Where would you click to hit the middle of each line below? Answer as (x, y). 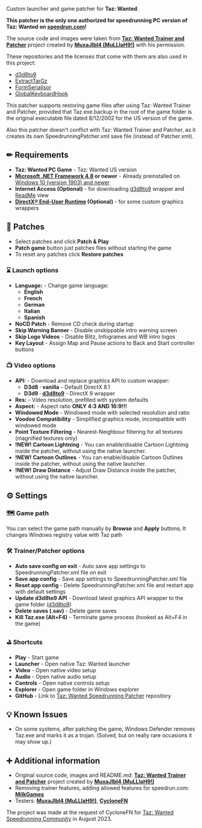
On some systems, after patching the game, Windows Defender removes (105, 729)
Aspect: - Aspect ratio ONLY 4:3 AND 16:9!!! (71, 406)
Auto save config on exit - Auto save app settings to (80, 566)
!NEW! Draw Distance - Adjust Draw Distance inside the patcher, (96, 470)
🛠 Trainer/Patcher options (46, 551)
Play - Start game (37, 657)
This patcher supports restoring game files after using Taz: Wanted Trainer (99, 105)
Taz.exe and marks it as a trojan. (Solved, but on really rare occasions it (103, 735)
